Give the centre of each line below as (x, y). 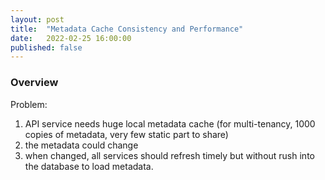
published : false (46, 47)
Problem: (29, 104)
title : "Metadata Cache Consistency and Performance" (127, 29)
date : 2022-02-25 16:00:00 (71, 38)
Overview (34, 83)
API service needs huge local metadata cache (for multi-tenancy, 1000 (170, 123)
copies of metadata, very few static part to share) (126, 134)
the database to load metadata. (89, 166)
